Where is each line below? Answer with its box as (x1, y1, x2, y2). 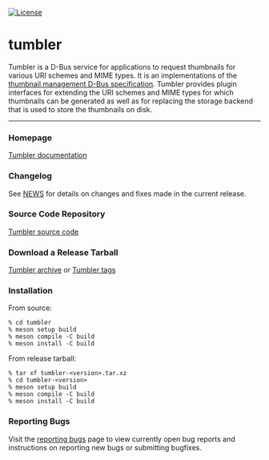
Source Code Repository (8, 208, 106, 220)
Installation (8, 285, 54, 297)
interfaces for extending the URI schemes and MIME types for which (8, 87, 235, 97)
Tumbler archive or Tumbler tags (8, 265, 116, 275)
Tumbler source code (8, 227, 79, 236)
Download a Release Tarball (8, 247, 118, 258)
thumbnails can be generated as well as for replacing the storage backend (8, 96, 254, 106)
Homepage (8, 132, 52, 143)
